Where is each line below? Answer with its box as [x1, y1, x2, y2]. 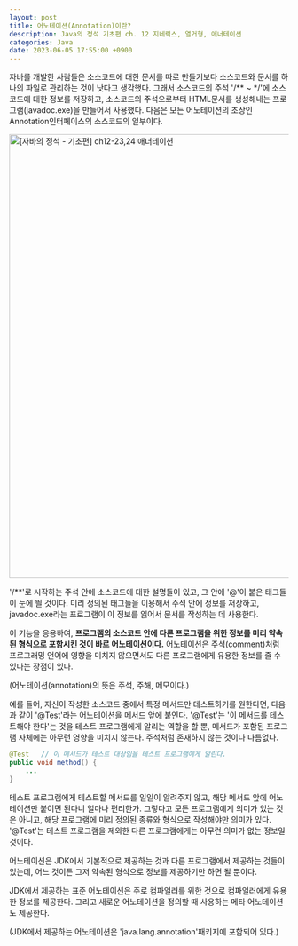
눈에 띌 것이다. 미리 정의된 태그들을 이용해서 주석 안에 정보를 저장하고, [18, 598, 260, 608]
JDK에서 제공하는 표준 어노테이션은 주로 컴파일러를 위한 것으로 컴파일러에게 [9, 885, 271, 895]
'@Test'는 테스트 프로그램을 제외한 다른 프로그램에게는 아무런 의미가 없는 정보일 [9, 825, 286, 836]
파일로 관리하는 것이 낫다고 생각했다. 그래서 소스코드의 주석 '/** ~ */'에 [25, 83, 271, 93]
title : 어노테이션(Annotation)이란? [9, 21, 131, 30]
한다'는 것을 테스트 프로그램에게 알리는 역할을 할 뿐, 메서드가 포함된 [32, 721, 264, 732]
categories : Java [9, 37, 74, 47]
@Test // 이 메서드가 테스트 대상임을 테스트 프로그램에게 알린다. [9, 750, 227, 759]
